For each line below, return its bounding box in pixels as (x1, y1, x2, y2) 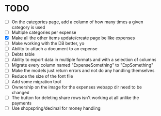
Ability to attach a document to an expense (11, 46, 97, 52)
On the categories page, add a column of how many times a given (11, 19, 144, 25)
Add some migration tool (11, 78, 61, 85)
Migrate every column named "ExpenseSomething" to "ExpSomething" (11, 62, 154, 68)
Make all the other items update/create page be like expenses (11, 35, 135, 41)
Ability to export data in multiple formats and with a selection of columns (11, 57, 157, 63)
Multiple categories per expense (11, 29, 77, 35)
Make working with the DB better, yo (11, 41, 84, 46)
